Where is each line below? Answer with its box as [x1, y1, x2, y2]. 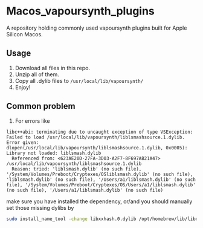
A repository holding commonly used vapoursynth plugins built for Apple [6, 24, 187, 31]
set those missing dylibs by [6, 204, 74, 211]
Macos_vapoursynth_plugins [6, 4, 155, 18]
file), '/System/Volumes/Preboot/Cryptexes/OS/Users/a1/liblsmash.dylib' [6, 181, 196, 188]
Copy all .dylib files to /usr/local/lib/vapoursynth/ [14, 77, 144, 84]
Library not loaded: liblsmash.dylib [6, 150, 101, 156]
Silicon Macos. [6, 30, 43, 37]
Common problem [6, 101, 76, 111]
